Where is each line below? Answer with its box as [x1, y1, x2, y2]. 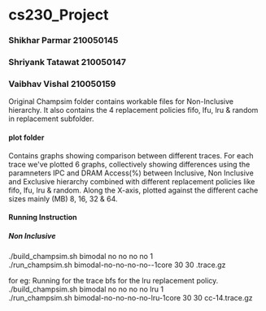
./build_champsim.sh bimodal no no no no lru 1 [8, 284, 164, 294]
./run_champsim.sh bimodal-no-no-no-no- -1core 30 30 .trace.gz [8, 260, 226, 270]
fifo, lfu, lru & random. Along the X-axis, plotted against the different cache [8, 185, 259, 195]
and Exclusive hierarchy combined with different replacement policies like [8, 176, 255, 186]
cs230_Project [8, 6, 109, 24]
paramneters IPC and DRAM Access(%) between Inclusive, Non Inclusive [8, 168, 254, 178]
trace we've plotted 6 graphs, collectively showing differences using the [8, 159, 251, 169]
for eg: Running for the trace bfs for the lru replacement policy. [8, 276, 219, 286]
